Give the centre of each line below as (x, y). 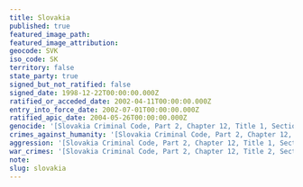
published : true (40, 26)
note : (19, 160)
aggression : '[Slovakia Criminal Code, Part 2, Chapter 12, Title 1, (143, 143)
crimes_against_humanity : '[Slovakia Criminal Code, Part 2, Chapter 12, (151, 135)
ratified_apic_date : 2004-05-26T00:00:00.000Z (98, 118)
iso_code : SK (34, 59)
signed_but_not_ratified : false (70, 85)
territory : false (42, 68)
